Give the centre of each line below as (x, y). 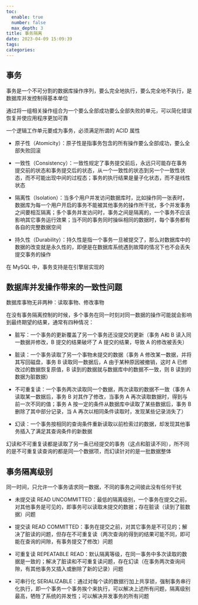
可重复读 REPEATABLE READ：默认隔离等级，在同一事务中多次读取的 (98, 554)
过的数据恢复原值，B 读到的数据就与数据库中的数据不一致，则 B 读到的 (105, 370)
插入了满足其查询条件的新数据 (56, 432)
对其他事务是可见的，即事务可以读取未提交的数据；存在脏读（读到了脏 (100, 507)
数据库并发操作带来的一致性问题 (64, 287)
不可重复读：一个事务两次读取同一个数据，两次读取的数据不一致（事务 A (102, 389)
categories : (21, 50)
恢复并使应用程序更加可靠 (37, 118)
